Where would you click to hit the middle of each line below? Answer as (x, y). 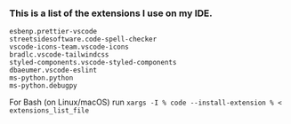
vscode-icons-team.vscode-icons (69, 47)
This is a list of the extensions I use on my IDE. (111, 13)
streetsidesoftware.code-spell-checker (83, 39)
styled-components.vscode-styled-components (93, 63)
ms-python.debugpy (43, 86)
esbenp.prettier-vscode (53, 32)
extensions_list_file (49, 111)
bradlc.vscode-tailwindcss (59, 55)
